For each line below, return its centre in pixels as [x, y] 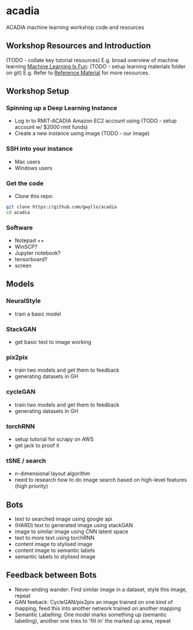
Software [20, 228]
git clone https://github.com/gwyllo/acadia [61, 207]
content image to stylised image [54, 544]
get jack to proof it [37, 445]
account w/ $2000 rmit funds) [51, 127]
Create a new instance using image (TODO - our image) [82, 134]
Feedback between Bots [51, 575]
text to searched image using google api [64, 519]
